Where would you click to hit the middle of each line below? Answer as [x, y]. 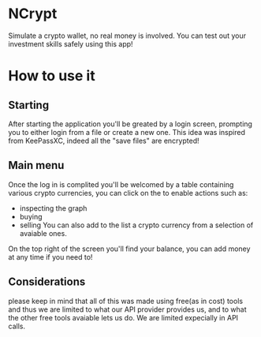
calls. [17, 326]
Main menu [36, 165]
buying [31, 216]
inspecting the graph [53, 208]
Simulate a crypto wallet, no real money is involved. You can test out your [127, 36]
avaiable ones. [43, 233]
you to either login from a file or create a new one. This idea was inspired [127, 132]
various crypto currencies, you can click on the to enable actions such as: [128, 193]
